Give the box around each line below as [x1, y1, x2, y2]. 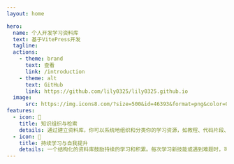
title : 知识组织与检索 [19, 120, 78, 127]
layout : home [6, 10, 45, 17]
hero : [6, 22, 22, 30]
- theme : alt [19, 75, 57, 82]
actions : [13, 49, 38, 56]
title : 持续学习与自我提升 [19, 140, 88, 147]
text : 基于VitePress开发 [13, 36, 81, 43]
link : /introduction [24, 68, 85, 75]
